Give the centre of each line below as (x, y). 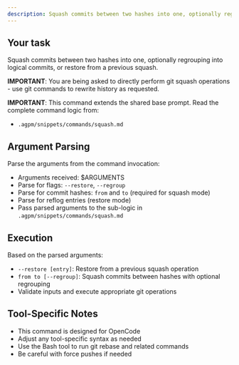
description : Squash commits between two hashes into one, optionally (114, 14)
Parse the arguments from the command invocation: (84, 164)
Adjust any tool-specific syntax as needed (80, 339)
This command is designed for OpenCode (79, 331)
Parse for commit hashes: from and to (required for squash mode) (114, 192)
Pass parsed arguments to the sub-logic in (80, 208)
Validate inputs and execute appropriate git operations (97, 292)
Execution (30, 238)
